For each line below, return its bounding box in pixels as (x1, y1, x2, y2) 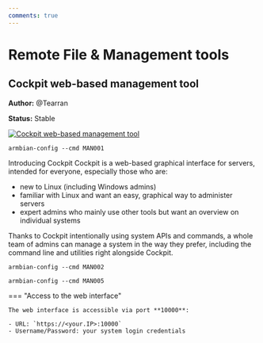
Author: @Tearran (8, 98, 69, 108)
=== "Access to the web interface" (8, 291, 122, 300)
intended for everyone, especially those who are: (8, 166, 168, 176)
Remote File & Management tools (8, 45, 230, 63)
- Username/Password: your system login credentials (8, 326, 186, 335)
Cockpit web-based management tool (8, 77, 200, 91)
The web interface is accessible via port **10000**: (8, 306, 190, 314)
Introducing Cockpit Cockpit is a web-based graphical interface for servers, (8, 158, 255, 167)
